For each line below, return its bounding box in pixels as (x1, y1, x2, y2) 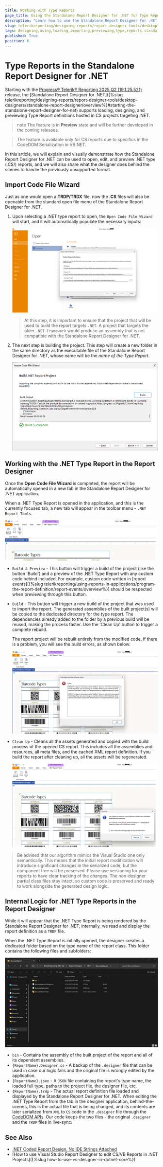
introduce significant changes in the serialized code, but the (16, 862, 137, 868)
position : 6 (5, 39, 29, 44)
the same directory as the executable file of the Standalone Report (12, 347, 145, 353)
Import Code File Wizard (5, 180, 80, 189)
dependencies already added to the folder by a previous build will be (12, 616, 149, 622)
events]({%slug (12, 581, 44, 587)
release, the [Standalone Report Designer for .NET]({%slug (5, 91, 123, 97)
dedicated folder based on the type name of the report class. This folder (5, 943, 149, 949)
